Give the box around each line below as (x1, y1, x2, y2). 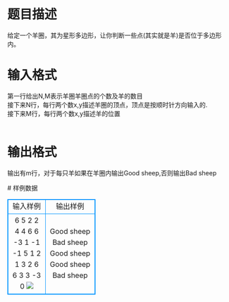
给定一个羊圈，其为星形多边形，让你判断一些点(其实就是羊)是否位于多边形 (7, 31, 222, 39)
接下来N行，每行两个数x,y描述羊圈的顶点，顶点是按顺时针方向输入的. (7, 100, 208, 109)
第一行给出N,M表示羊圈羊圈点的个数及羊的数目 (7, 92, 143, 100)
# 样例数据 (7, 184, 38, 192)
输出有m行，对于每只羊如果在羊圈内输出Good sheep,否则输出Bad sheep (7, 168, 217, 177)
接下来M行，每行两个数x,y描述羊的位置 (7, 109, 121, 118)
